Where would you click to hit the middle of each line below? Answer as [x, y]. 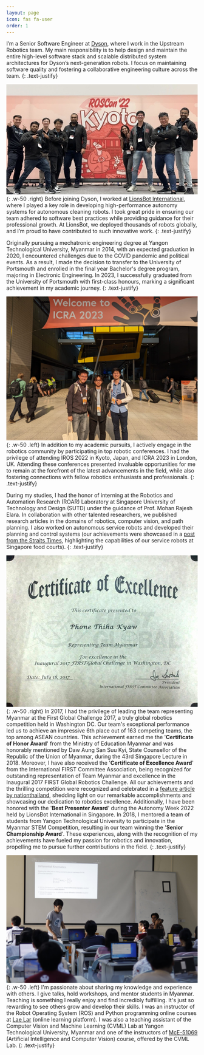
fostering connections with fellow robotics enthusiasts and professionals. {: [100, 477]
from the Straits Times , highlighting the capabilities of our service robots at [100, 541]
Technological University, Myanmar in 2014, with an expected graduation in [100, 250]
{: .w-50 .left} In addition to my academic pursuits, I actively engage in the [99, 445]
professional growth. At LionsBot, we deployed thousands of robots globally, [102, 225]
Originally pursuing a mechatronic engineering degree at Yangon [87, 243]
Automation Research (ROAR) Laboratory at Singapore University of [91, 502]
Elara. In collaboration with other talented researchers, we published [92, 515]
